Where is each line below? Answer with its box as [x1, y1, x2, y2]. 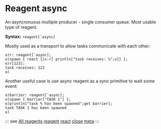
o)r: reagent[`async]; [5, 52, 51, 57]
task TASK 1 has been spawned [5, 105, 67, 110]
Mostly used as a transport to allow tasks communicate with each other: [5, 43, 150, 49]
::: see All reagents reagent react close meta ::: [5, 118, 99, 124]
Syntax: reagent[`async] [5, 34, 55, 39]
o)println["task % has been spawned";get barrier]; [5, 101, 113, 106]
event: [5, 83, 18, 89]
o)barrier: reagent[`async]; [5, 92, 65, 97]
